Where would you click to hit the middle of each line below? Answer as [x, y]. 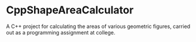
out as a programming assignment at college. [61, 32]
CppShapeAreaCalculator [70, 10]
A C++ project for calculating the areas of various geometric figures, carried [98, 26]
